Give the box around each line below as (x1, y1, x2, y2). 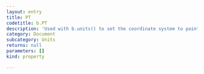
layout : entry (6, 8, 42, 15)
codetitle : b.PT (6, 20, 47, 26)
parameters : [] (6, 48, 45, 54)
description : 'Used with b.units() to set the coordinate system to (6, 25, 183, 32)
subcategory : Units (6, 37, 56, 43)
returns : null (6, 43, 42, 49)
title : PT (6, 14, 32, 20)
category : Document (6, 31, 56, 37)
